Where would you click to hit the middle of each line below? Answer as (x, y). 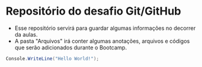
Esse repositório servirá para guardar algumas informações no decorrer (105, 28)
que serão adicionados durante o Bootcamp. (71, 48)
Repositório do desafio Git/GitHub (94, 11)
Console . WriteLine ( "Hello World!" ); (52, 58)
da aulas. (26, 34)
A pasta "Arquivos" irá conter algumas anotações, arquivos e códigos (102, 41)
